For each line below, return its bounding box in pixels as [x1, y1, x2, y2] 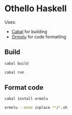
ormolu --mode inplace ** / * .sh [4, 105, 68, 110]
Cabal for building [11, 28, 47, 34]
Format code [4, 83, 44, 92]
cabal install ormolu [4, 96, 48, 101]
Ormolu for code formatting [11, 34, 66, 40]
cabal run [4, 69, 25, 75]
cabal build [4, 61, 29, 66]
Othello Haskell [4, 3, 67, 14]
